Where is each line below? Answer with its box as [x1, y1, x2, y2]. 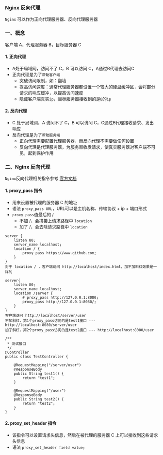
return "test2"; [22, 401, 55, 406]
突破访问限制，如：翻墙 [19, 77, 66, 83]
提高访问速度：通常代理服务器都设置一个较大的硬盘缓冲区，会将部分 [19, 84, 156, 90]
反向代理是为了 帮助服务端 [12, 132, 61, 137]
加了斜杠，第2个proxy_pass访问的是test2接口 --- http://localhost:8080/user [5, 327, 154, 332]
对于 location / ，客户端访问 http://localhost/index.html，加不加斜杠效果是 [5, 264, 154, 269]
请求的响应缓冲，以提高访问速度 [19, 90, 83, 95]
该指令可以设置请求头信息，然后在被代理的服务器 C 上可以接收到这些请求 [12, 432, 158, 438]
